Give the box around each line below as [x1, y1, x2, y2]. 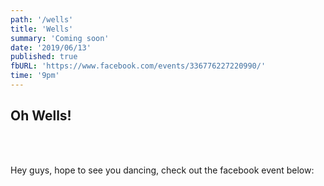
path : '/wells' [10, 14, 74, 25]
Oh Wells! [10, 107, 72, 125]
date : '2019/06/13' [10, 42, 92, 53]
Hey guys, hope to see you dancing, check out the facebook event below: [10, 164, 315, 176]
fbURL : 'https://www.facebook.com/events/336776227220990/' [10, 61, 267, 71]
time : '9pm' [10, 71, 60, 81]
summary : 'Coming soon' [10, 33, 110, 43]
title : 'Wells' [10, 24, 74, 34]
